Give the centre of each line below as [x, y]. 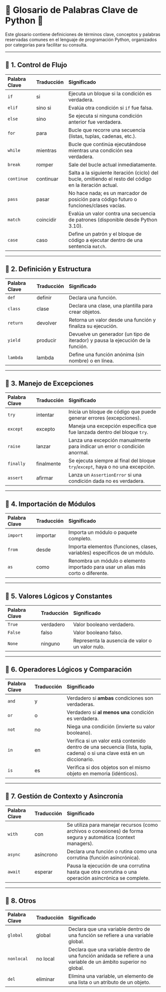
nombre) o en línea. [91, 361]
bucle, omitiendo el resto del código [110, 179]
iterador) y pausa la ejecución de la [110, 340]
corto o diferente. [88, 573]
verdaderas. [81, 704]
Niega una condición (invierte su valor [111, 726]
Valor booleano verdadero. [104, 624]
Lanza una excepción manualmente [109, 440]
